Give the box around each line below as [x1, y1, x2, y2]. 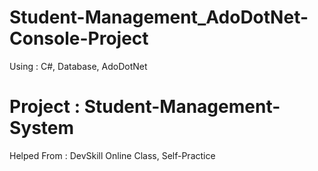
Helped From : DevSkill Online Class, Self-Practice [9, 149, 216, 161]
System [9, 117, 75, 140]
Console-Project [9, 27, 149, 50]
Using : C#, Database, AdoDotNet [9, 60, 148, 72]
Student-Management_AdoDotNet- [9, 6, 309, 29]
